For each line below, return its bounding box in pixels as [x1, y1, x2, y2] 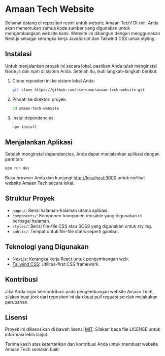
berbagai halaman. [12, 218, 51, 224]
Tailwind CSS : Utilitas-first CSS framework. [12, 261, 100, 267]
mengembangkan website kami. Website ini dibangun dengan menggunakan [5, 30, 161, 36]
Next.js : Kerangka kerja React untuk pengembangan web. [12, 256, 130, 262]
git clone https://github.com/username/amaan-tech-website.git [12, 87, 145, 92]
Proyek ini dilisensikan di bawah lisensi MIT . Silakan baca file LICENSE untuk [5, 326, 161, 332]
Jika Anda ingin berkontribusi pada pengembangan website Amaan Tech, [5, 288, 154, 294]
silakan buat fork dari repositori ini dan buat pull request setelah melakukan [5, 294, 158, 300]
